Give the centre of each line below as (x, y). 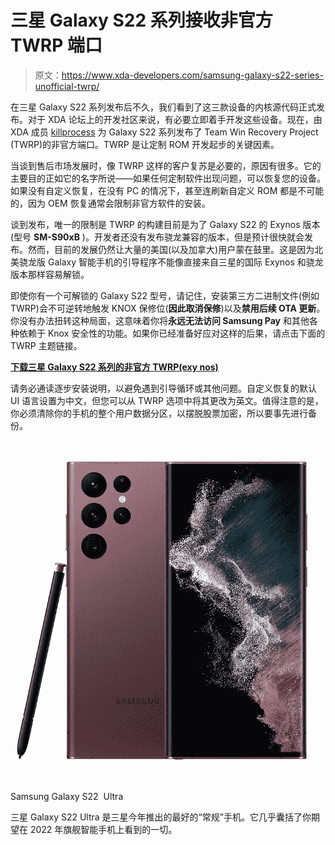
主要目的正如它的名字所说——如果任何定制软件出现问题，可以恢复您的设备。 (168, 178)
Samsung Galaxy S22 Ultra (67, 797)
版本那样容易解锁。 (50, 274)
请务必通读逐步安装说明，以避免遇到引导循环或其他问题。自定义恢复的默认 (163, 388)
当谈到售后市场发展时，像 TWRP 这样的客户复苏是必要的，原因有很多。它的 (166, 165)
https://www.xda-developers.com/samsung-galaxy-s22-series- (192, 75)
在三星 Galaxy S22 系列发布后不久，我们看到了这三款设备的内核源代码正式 (163, 107)
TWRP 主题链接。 (46, 345)
